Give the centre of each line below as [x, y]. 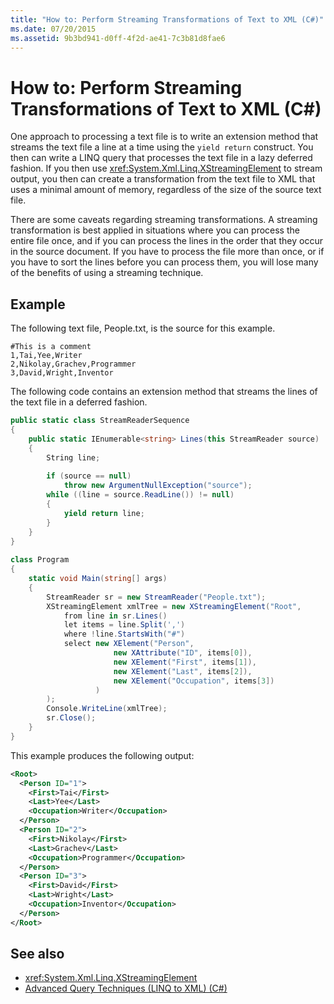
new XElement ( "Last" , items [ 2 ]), [183, 671]
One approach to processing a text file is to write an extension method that [164, 137]
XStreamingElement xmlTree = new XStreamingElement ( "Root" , [174, 606]
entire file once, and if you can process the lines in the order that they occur [167, 241]
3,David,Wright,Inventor [62, 373]
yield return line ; [104, 513]
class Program [40, 560]
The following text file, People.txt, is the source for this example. [143, 328]
